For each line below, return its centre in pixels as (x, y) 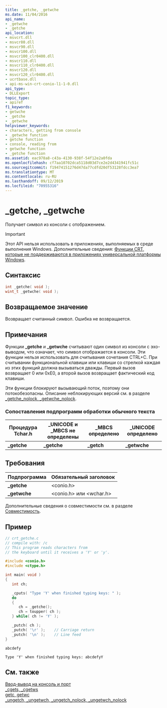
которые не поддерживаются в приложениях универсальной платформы (83, 254)
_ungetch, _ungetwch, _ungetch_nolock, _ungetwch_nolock (66, 700)
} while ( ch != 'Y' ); (35, 616)
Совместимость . (23, 511)
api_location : (20, 33)
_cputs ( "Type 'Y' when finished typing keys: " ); (66, 593)
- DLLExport (17, 93)
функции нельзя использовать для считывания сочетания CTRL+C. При (81, 357)
